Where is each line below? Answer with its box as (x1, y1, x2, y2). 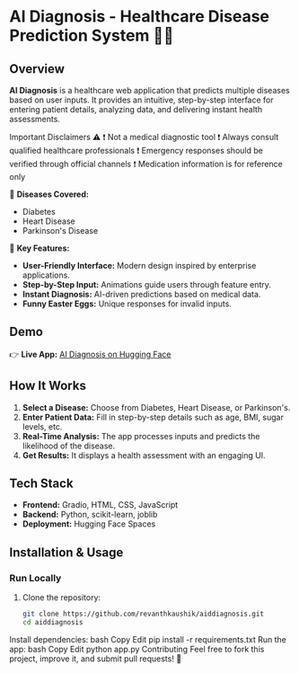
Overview (9, 61, 66, 76)
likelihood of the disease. (22, 440, 116, 451)
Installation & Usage (9, 545, 124, 560)
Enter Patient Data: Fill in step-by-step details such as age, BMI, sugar (22, 412, 285, 422)
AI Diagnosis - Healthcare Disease (9, 6, 270, 27)
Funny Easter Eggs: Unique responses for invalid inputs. (22, 298, 232, 309)
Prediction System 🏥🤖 (9, 25, 174, 46)
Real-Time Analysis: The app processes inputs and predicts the (22, 430, 260, 441)
